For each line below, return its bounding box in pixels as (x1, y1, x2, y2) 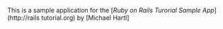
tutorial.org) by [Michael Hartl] (41, 13, 130, 22)
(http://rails (7, 13, 40, 22)
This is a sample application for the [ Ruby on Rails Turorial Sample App (7, 6, 215, 14)
